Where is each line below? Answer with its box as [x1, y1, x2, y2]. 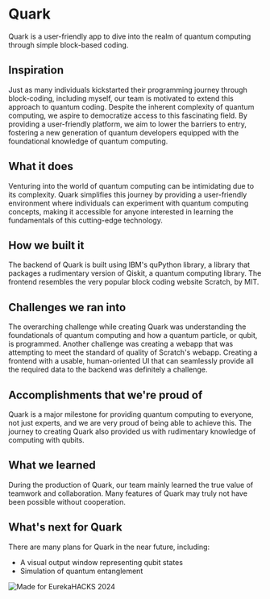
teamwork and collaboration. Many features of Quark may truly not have [8, 489, 248, 498]
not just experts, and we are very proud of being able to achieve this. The [8, 418, 252, 427]
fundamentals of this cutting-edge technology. [8, 215, 163, 225]
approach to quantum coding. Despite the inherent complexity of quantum [8, 102, 255, 111]
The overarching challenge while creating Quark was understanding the [8, 322, 247, 331]
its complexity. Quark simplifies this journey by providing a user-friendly [8, 189, 247, 199]
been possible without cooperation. [8, 497, 127, 506]
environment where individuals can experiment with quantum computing [8, 198, 249, 208]
